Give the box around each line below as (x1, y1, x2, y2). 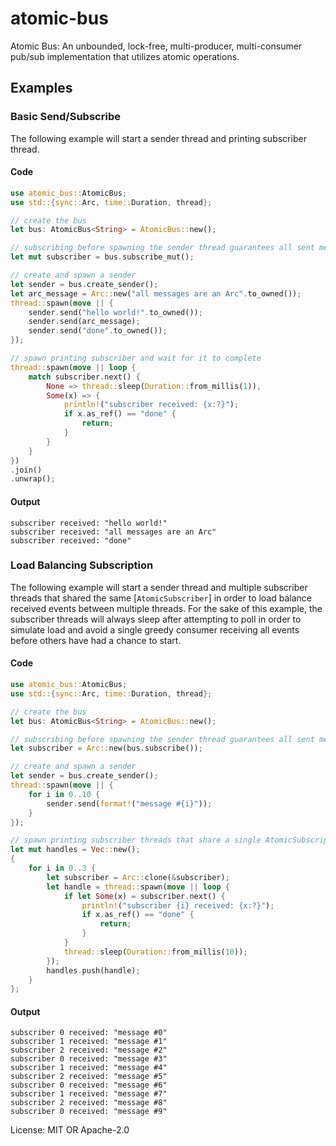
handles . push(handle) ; (46, 965, 141, 976)
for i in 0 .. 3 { (28, 863, 97, 874)
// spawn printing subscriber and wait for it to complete (10, 353, 262, 364)
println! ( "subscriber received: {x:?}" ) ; (63, 400, 240, 410)
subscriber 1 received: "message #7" (10, 1089, 168, 1099)
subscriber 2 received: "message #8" (10, 1098, 168, 1108)
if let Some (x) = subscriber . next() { (63, 891, 226, 901)
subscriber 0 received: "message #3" (10, 1054, 168, 1064)
